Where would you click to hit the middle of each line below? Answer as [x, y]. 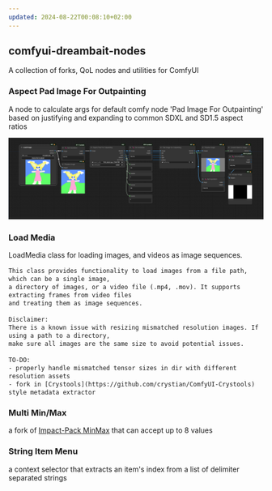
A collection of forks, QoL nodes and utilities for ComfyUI [104, 70]
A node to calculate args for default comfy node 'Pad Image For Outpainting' [136, 109]
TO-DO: [19, 360]
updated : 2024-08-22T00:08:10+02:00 [70, 17]
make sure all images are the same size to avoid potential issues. [126, 344]
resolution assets [39, 376]
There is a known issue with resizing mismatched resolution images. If [134, 327]
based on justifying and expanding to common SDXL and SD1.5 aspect [126, 117]
